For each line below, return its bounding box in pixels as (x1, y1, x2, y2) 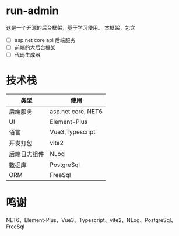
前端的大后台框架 (14, 44, 56, 51)
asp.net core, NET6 (50, 107, 103, 116)
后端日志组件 (9, 150, 45, 158)
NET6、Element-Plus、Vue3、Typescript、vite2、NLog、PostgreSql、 (6, 217, 177, 223)
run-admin (6, 4, 59, 18)
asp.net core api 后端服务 (14, 36, 76, 43)
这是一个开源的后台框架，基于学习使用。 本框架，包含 (6, 24, 135, 31)
